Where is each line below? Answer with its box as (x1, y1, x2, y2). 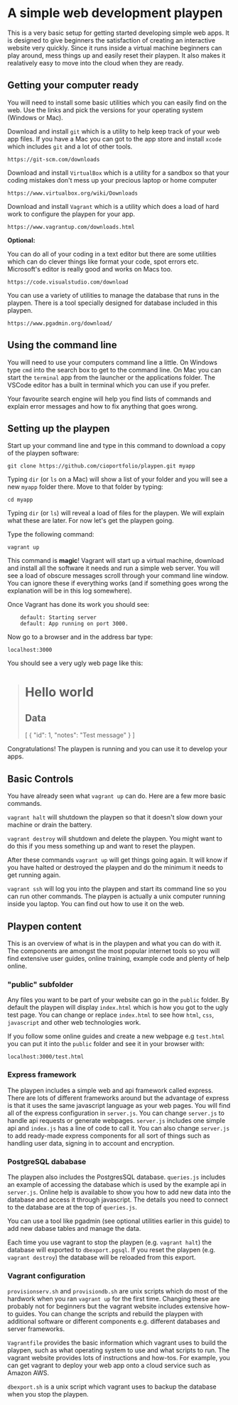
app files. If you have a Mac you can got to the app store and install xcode (7, 134, 222, 143)
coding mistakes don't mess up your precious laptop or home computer (7, 176, 217, 184)
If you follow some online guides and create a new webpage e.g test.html (7, 1032, 225, 1040)
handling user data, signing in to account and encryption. (7, 1138, 175, 1147)
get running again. (7, 871, 61, 879)
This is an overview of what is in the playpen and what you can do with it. (7, 940, 222, 947)
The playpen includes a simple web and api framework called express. (7, 1086, 214, 1094)
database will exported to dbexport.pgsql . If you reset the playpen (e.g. (7, 1245, 216, 1254)
